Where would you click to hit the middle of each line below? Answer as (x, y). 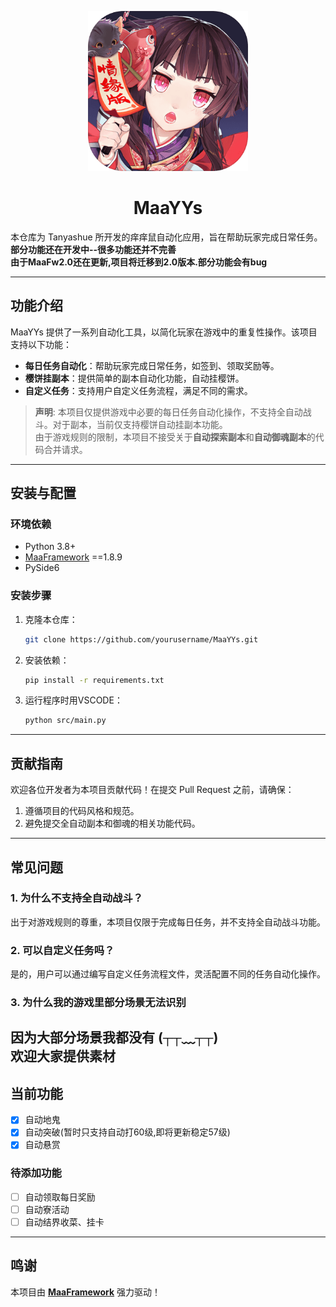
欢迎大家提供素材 (63, 1056)
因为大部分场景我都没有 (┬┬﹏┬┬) (114, 1037)
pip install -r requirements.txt (94, 680)
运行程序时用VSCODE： (73, 700)
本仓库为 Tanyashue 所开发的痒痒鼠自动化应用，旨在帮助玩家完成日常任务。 (166, 237)
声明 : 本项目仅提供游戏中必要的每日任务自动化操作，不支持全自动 (168, 412)
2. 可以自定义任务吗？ (62, 950)
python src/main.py (65, 721)
